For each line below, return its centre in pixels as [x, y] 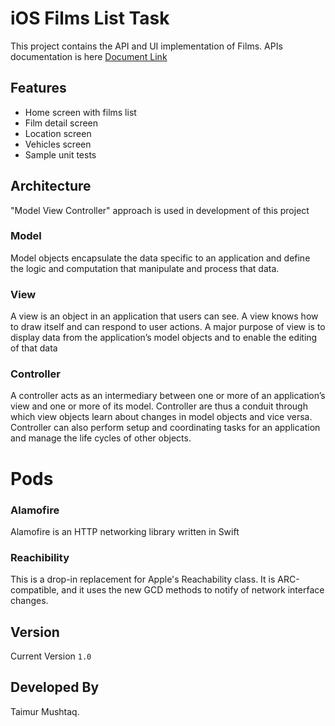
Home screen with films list [80, 112]
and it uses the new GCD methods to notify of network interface [193, 590]
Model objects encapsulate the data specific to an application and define [160, 258]
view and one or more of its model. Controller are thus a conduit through [159, 406]
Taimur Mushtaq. [45, 711]
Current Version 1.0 [51, 656]
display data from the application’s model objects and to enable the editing [164, 338]
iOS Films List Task [90, 18]
